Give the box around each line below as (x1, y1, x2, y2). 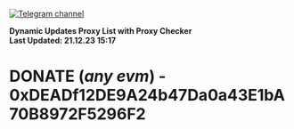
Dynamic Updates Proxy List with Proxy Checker (9, 26, 192, 36)
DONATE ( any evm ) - (9, 67, 167, 86)
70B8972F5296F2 (9, 104, 146, 125)
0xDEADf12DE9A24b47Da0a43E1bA (9, 85, 285, 106)
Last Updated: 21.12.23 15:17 (9, 36, 117, 45)
